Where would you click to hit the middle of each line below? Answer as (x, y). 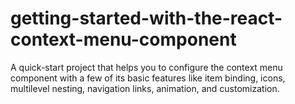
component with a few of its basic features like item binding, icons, (148, 78)
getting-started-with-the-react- (146, 18)
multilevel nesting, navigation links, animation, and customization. (145, 88)
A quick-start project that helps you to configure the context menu (146, 67)
